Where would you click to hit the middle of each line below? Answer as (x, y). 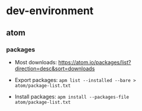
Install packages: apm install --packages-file (72, 96)
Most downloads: (36, 62)
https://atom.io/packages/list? (95, 62)
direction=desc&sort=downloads (55, 68)
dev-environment (50, 11)
